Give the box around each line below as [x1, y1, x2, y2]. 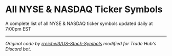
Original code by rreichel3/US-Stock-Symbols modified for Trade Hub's [5, 40, 157, 46]
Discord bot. [5, 46, 32, 52]
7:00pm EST [5, 25, 32, 32]
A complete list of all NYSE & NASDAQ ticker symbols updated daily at [5, 20, 153, 26]
